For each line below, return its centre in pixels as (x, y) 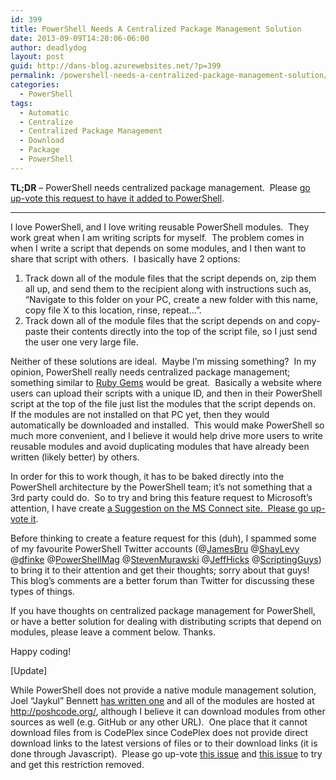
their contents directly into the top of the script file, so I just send (184, 331)
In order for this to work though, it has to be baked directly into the (147, 476)
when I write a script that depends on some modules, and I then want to (158, 248)
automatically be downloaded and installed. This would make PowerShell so (167, 425)
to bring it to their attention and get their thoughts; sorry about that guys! (160, 570)
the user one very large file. (81, 342)
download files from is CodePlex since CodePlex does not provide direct (159, 732)
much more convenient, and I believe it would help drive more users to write (166, 435)
